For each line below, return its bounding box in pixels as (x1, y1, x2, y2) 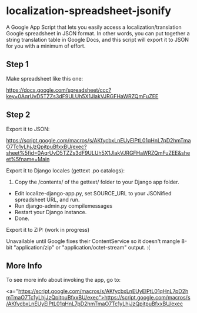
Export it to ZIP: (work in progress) (6, 226, 90, 233)
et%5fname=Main (6, 155, 50, 162)
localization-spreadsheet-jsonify (6, 4, 172, 18)
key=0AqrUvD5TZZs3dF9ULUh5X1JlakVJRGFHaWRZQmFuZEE (6, 92, 159, 99)
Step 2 (6, 110, 31, 120)
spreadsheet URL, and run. (14, 196, 80, 203)
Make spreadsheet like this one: (6, 75, 84, 82)
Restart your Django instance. (14, 208, 87, 215)
